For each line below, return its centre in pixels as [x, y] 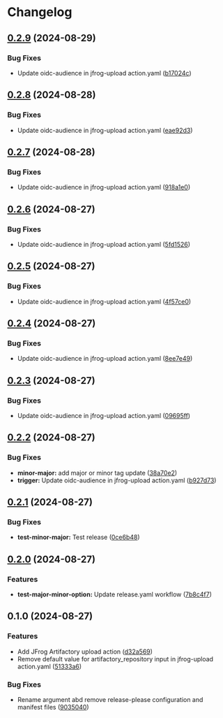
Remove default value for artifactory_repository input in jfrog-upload [115, 659]
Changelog [40, 12]
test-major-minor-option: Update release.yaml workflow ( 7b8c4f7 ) [115, 594]
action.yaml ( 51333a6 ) [49, 666]
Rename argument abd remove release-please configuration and [110, 700]
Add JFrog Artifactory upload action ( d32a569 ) [85, 652]
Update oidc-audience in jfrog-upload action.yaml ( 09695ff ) [103, 416]
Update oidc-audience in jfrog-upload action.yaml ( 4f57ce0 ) [104, 301]
